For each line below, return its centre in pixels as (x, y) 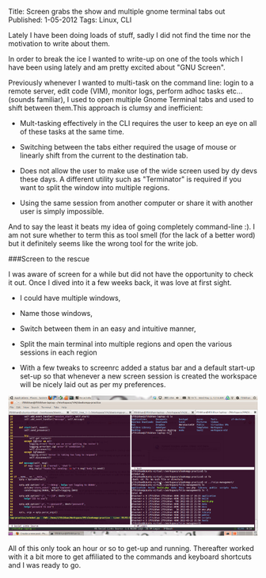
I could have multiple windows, (70, 298)
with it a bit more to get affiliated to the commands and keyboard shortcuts (130, 557)
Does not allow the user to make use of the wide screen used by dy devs (138, 171)
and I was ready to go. (45, 565)
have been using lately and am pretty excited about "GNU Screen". (117, 67)
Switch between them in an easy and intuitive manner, (108, 329)
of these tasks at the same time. (72, 131)
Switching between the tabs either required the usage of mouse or (128, 147)
